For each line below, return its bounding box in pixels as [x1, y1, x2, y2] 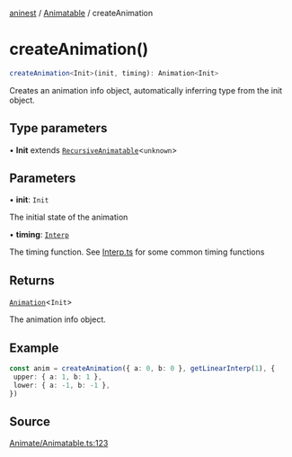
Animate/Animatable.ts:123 [9, 438, 109, 449]
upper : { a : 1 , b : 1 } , [13, 372, 102, 381]
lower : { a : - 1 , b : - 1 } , [13, 381, 111, 390]
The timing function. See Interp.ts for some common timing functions [9, 246, 265, 257]
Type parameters [9, 121, 108, 136]
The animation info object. [9, 314, 106, 325]
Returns [9, 273, 56, 288]
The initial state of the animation [9, 211, 128, 223]
